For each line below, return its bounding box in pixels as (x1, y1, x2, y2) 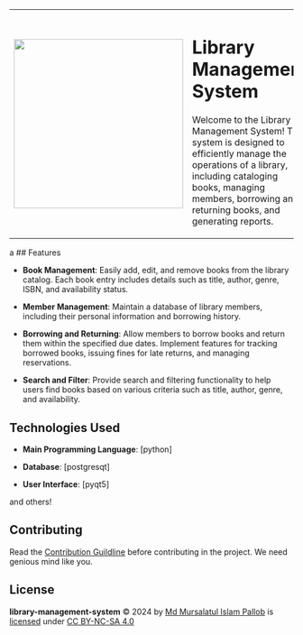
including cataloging (192, 170, 279, 183)
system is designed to (192, 136, 286, 149)
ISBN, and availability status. (22, 284, 129, 295)
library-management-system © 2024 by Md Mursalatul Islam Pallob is (9, 606, 274, 617)
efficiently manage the (192, 148, 287, 161)
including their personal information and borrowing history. (22, 311, 242, 322)
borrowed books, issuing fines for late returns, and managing (22, 347, 250, 359)
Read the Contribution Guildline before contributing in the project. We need (9, 546, 289, 557)
